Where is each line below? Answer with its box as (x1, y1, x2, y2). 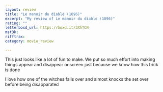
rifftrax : (5, 35, 26, 39)
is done (5, 67, 21, 73)
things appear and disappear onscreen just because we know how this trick (5, 61, 159, 67)
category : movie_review (5, 39, 54, 44)
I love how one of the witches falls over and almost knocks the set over (5, 76, 149, 82)
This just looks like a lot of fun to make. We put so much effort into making (5, 56, 156, 62)
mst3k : (5, 30, 19, 35)
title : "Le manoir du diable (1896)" (5, 12, 82, 17)
